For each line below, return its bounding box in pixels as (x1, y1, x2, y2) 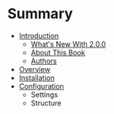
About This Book (30, 47, 85, 57)
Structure (30, 98, 62, 108)
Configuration (18, 81, 64, 91)
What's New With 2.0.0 (30, 39, 106, 48)
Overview (18, 64, 51, 74)
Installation (18, 73, 55, 82)
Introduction (18, 31, 59, 40)
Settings (30, 89, 59, 99)
